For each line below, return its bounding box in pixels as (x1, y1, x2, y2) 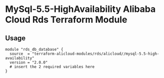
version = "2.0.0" (9, 60, 48, 65)
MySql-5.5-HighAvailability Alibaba (5, 3, 156, 15)
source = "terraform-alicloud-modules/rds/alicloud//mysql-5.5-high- (9, 51, 160, 56)
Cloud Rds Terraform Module (5, 14, 128, 25)
